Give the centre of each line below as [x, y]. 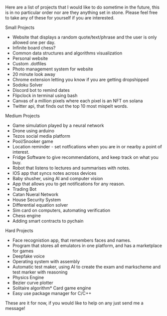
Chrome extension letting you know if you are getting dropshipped [81, 80]
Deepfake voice [28, 256]
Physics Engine [28, 277]
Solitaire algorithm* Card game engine [52, 288]
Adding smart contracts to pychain [48, 221]
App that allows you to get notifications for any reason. [69, 184]
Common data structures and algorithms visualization [67, 53]
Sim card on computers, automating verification [61, 210]
